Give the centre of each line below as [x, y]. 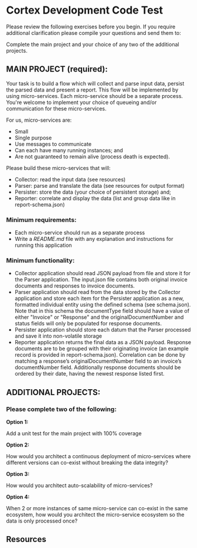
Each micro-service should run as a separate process [80, 233]
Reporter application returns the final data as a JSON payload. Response [103, 342]
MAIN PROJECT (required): [57, 69]
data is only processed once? [42, 521]
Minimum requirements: [41, 220]
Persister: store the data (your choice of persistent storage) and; [93, 192]
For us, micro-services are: [39, 120]
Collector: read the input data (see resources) [70, 179]
